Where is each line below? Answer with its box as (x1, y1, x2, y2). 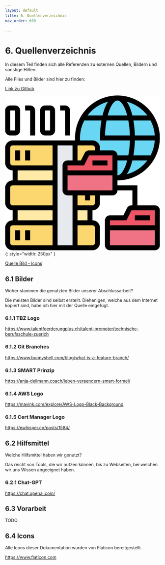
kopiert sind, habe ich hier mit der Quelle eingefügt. (5, 303, 110, 308)
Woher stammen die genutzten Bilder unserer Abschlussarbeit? (5, 288, 134, 293)
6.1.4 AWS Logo (5, 390, 43, 397)
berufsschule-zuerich (5, 331, 49, 337)
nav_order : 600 (5, 18, 36, 23)
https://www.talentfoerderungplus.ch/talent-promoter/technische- (5, 326, 139, 332)
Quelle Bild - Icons (5, 260, 43, 266)
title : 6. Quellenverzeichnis (5, 13, 67, 18)
